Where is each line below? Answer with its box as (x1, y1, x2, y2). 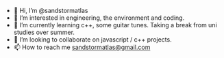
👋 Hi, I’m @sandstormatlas (13, 7, 88, 14)
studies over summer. (13, 28, 75, 36)
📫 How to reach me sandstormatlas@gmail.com (13, 43, 151, 51)
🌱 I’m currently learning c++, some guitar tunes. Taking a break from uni (13, 21, 217, 29)
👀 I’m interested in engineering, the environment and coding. (13, 14, 185, 22)
